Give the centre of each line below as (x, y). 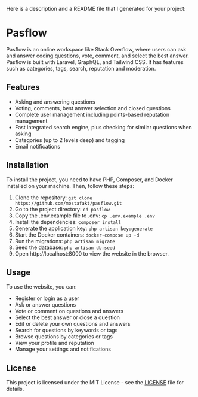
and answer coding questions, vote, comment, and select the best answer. (98, 56)
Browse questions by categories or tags (64, 337)
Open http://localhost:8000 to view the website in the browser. (92, 253)
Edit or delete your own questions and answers (72, 324)
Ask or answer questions (45, 305)
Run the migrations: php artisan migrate (65, 241)
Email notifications (38, 146)
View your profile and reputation (54, 343)
